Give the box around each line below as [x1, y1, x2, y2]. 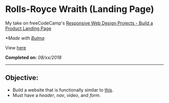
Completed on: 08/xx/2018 [5, 54, 62, 60]
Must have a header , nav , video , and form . [12, 92, 101, 98]
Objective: [5, 73, 39, 82]
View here [5, 44, 26, 50]
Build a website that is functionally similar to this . [12, 86, 114, 93]
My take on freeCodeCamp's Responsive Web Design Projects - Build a [5, 20, 153, 26]
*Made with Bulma [5, 35, 45, 41]
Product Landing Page [5, 25, 52, 31]
